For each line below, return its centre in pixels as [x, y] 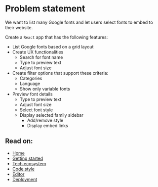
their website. [19, 27]
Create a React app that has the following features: [57, 37]
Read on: [19, 141]
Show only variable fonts [45, 89]
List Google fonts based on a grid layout [53, 47]
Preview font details [32, 94]
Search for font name [41, 57]
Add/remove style [45, 120]
